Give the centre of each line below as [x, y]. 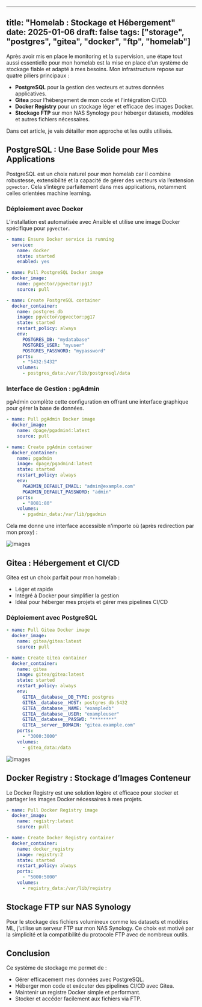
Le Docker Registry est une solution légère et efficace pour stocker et [92, 793]
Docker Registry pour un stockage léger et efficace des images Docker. [104, 106]
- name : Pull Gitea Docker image [48, 630]
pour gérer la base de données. [45, 408]
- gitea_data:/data [46, 748]
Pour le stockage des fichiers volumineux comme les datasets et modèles [97, 921]
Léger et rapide [34, 589]
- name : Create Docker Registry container [60, 838]
